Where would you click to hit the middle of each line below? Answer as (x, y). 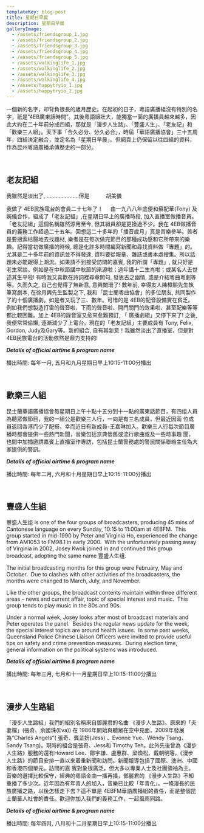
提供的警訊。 (27, 449)
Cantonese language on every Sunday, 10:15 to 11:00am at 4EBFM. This (96, 529)
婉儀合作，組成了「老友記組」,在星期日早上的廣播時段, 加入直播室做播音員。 (102, 216)
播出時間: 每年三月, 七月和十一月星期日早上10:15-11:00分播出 (82, 674)
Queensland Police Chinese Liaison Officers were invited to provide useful (99, 637)
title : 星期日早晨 (27, 18)
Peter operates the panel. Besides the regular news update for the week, (98, 624)
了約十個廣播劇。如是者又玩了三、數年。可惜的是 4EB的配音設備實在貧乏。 (100, 300)
